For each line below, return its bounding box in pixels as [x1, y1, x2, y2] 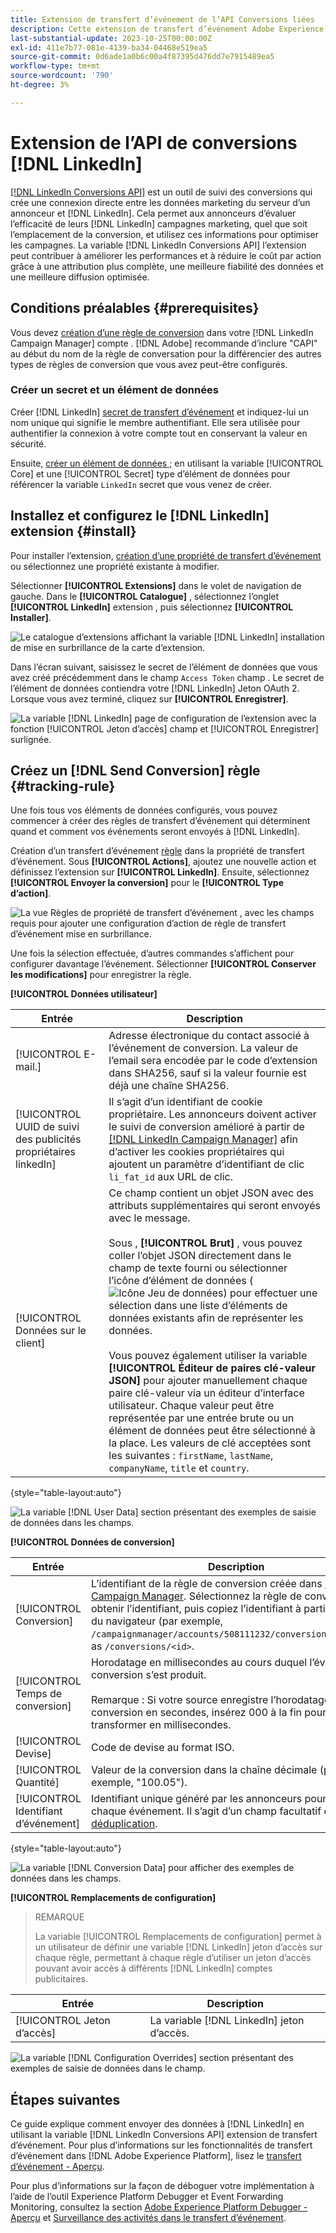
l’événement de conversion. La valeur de [108, 1041, 299, 1055]
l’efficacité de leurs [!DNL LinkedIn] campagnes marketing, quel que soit [10, 217, 308, 230]
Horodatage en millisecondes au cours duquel [90, 1656, 308, 1670]
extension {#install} [10, 523, 137, 540]
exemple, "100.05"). [90, 1776, 188, 1790]
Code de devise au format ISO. [90, 1741, 235, 1755]
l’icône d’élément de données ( [108, 1274, 254, 1288]
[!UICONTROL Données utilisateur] [10, 988, 158, 1000]
